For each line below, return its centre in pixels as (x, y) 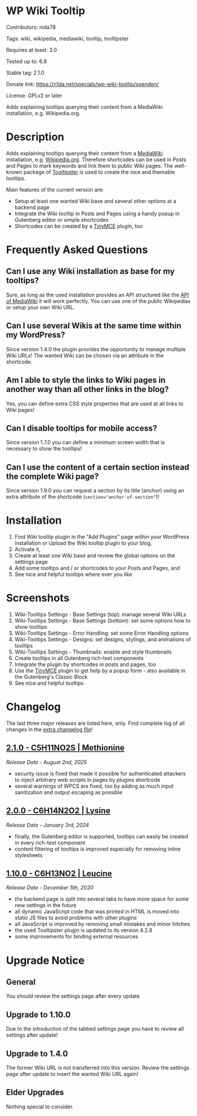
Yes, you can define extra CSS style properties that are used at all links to (95, 404)
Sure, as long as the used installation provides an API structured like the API (98, 295)
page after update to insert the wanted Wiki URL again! (72, 1074)
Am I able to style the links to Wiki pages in (86, 380)
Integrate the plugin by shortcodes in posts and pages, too (85, 664)
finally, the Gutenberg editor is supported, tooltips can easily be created (101, 836)
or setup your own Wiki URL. (40, 307)
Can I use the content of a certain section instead (98, 467)
